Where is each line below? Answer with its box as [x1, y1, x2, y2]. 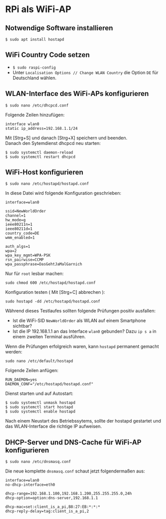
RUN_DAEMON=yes [5, 377, 37, 382]
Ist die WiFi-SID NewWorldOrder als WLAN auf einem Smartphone [12, 318, 146, 324]
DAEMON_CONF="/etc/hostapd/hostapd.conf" [5, 382, 94, 387]
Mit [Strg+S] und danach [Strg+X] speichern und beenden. [5, 135, 128, 141]
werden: [5, 349, 23, 355]
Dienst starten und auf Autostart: [5, 390, 74, 397]
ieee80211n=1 [5, 222, 33, 227]
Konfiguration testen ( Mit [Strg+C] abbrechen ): [5, 289, 105, 295]
